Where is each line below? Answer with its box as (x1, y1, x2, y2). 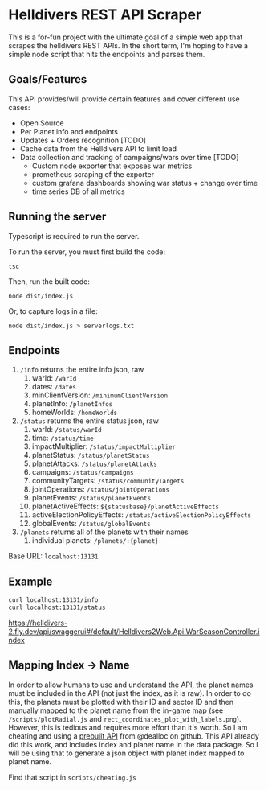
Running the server (8, 210, 107, 224)
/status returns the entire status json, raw (19, 416, 159, 426)
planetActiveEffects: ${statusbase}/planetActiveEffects (31, 501, 219, 512)
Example (8, 574, 53, 588)
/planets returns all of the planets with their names (19, 527, 189, 537)
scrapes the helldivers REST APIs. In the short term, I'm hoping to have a (8, 40, 249, 50)
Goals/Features (8, 72, 87, 86)
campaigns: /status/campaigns (31, 467, 134, 477)
